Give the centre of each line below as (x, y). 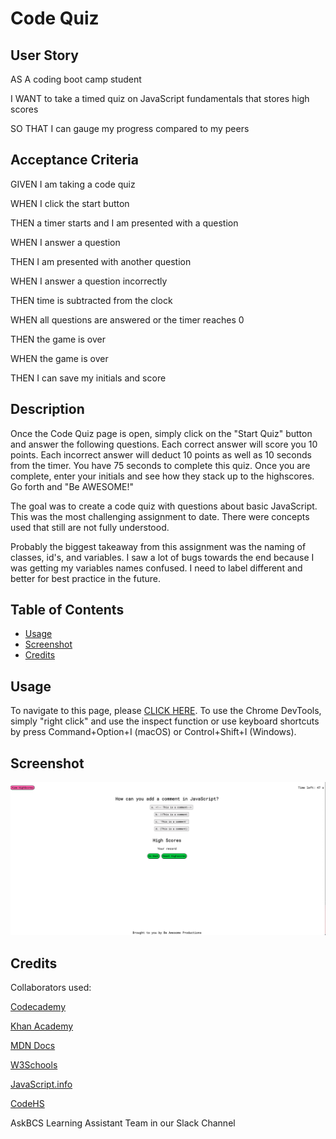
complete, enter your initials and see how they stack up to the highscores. (162, 476)
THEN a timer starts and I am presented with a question (124, 223)
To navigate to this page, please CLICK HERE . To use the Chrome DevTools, (166, 711)
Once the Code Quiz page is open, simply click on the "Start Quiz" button (161, 433)
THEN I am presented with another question (101, 261)
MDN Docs (33, 1045)
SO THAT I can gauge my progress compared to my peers (130, 128)
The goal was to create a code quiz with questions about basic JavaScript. (164, 506)
